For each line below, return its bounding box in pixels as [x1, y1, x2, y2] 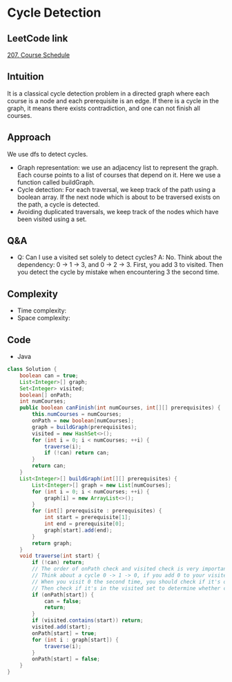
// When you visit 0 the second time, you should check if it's [32, 578, 221, 585]
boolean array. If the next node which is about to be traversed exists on [17, 193, 220, 201]
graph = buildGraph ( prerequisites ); [32, 423, 137, 430]
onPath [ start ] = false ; [32, 656, 100, 663]
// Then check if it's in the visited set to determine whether [32, 584, 221, 592]
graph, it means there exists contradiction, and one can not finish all [7, 104, 200, 112]
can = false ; [43, 597, 81, 604]
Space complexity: [17, 314, 70, 322]
